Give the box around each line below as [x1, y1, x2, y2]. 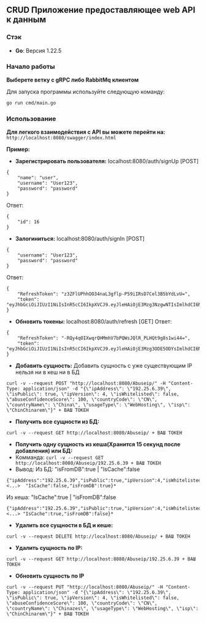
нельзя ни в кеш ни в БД [15, 368, 80, 376]
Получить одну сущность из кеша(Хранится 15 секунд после [15, 441, 181, 448]
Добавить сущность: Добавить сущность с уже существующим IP [15, 362, 193, 370]
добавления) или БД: [15, 447, 73, 455]
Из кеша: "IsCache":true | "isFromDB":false [6, 493, 116, 501]
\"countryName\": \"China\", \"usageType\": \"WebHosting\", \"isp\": [6, 402, 191, 408]
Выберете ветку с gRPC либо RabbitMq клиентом [6, 76, 139, 83]
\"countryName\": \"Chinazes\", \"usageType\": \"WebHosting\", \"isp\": [6, 606, 199, 612]
